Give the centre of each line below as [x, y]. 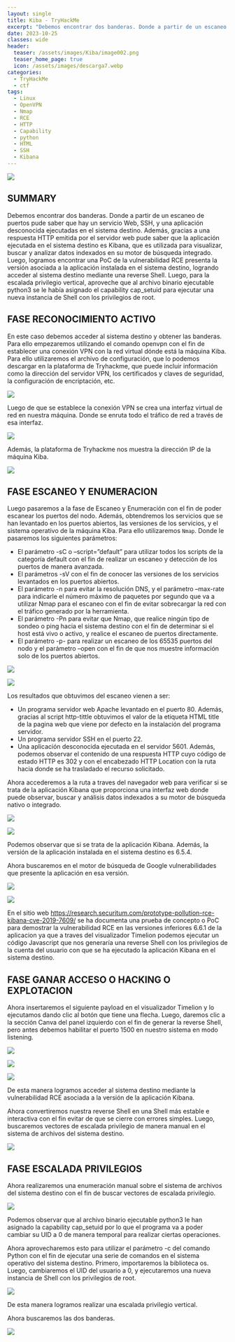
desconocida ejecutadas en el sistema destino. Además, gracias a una [109, 230]
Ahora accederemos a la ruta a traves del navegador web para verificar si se [117, 782]
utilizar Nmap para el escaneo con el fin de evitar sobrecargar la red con [122, 604]
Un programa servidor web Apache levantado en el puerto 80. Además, [120, 710]
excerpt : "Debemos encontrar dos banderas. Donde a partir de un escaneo [117, 27]
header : [19, 46]
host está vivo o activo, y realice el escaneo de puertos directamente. [117, 634]
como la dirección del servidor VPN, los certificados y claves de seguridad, [116, 373]
